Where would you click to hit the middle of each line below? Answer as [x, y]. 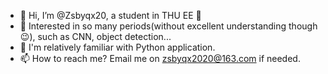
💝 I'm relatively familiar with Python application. [117, 47]
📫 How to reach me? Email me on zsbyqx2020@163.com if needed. [160, 58]
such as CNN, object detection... [104, 36]
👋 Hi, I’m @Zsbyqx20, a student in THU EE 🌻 [110, 15]
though [303, 26]
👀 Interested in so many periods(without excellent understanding [153, 26]
